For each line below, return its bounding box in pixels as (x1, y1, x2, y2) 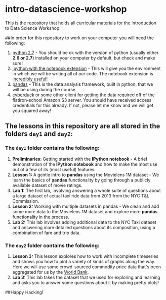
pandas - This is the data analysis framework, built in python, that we (12, 81, 153, 87)
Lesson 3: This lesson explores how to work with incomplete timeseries (12, 253, 159, 259)
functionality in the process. (12, 214, 69, 220)
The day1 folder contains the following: (5, 145, 100, 152)
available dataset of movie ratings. (12, 182, 83, 188)
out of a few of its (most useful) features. (12, 166, 96, 172)
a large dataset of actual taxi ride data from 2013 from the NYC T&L (12, 192, 150, 199)
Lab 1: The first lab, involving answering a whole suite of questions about (12, 187, 161, 193)
